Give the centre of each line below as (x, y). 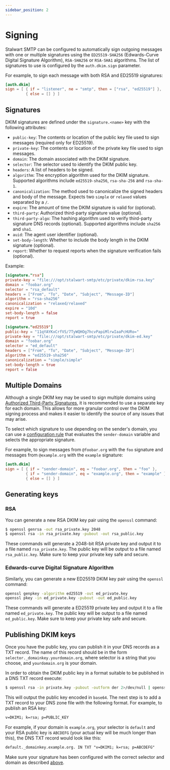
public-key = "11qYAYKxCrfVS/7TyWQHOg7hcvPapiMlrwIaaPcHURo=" (72, 332)
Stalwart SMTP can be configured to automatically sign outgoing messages (84, 49)
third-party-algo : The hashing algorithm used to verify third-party (82, 218)
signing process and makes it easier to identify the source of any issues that (85, 414)
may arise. (16, 419)
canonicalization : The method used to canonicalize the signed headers (88, 191)
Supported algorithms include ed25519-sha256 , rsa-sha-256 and (78, 180)
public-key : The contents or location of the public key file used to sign (86, 137)
